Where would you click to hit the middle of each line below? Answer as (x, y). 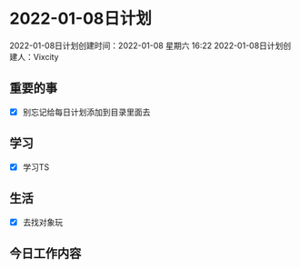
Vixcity (46, 56)
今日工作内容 (45, 253)
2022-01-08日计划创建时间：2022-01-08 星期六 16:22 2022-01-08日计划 (146, 45)
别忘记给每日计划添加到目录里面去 (86, 112)
